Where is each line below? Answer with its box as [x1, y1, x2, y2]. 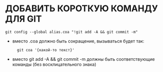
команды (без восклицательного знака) [12, 61, 96, 67]
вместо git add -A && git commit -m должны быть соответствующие [12, 56, 155, 62]
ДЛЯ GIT [5, 13, 42, 24]
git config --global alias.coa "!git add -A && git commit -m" [5, 29, 138, 34]
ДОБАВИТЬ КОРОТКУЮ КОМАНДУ [5, 3, 158, 14]
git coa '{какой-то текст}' [17, 48, 75, 52]
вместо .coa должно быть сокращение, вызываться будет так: [12, 38, 145, 44]
